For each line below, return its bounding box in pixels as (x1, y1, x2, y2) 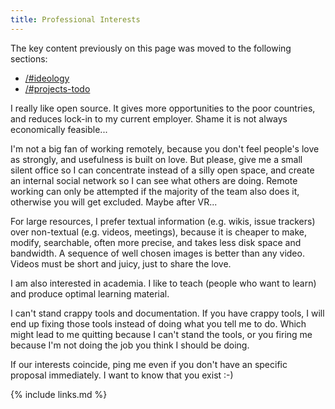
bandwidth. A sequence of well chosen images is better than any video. (10, 247, 305, 259)
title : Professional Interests (10, 14, 141, 25)
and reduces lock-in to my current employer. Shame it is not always (10, 112, 288, 125)
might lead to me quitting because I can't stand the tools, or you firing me (10, 328, 313, 340)
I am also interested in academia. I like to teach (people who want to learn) (10, 277, 317, 289)
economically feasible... (10, 123, 108, 135)
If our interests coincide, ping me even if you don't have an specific (10, 358, 288, 370)
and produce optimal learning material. (10, 287, 170, 300)
